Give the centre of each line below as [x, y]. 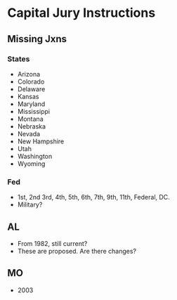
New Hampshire [41, 141]
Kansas [28, 96]
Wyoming [31, 164]
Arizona [29, 74]
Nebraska [32, 126]
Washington [35, 156]
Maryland [31, 104]
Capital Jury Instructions [81, 13]
